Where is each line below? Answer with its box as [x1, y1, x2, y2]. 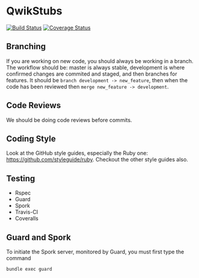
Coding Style [6, 133, 56, 144]
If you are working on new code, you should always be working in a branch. [6, 57, 194, 64]
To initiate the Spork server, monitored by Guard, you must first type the [6, 248, 185, 255]
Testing [6, 173, 35, 184]
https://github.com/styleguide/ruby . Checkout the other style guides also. [6, 156, 188, 163]
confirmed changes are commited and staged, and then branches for [6, 70, 177, 77]
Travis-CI [14, 208, 38, 216]
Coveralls [14, 215, 39, 222]
